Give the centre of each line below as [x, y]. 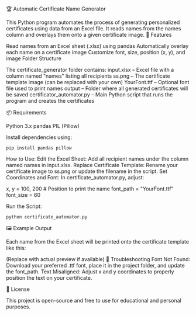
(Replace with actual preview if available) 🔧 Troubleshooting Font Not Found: [98, 259]
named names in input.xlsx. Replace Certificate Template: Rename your [92, 165]
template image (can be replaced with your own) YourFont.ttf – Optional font [98, 82]
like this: [16, 248]
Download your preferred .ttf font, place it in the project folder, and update [96, 265]
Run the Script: [24, 206]
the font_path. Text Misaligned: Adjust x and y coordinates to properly [90, 272]
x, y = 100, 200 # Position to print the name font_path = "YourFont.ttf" [90, 189]
